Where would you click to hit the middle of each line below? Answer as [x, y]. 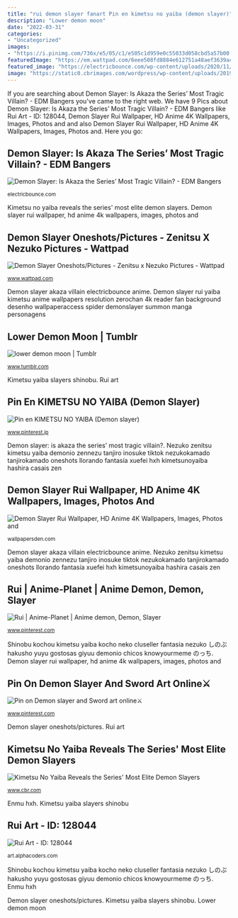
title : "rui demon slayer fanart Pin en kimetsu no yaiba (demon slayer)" [120, 14]
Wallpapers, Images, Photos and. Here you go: [75, 131]
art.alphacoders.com [33, 856]
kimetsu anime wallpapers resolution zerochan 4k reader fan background [114, 299]
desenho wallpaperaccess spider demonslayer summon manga [100, 307]
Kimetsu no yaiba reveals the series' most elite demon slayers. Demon [110, 208]
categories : [25, 34]
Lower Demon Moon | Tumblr [73, 336]
